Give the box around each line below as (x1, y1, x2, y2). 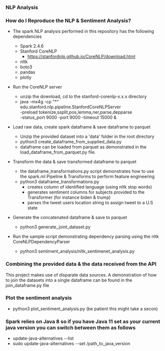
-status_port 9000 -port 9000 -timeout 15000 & (20, 115, 117, 121)
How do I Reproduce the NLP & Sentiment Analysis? (5, 17, 132, 24)
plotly (20, 74, 31, 80)
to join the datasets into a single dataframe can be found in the (5, 277, 133, 283)
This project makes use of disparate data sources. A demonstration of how (5, 272, 157, 278)
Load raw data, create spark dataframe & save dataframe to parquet (12, 124, 151, 130)
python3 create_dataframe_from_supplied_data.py (20, 139, 122, 145)
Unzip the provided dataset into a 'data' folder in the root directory (20, 133, 155, 139)
